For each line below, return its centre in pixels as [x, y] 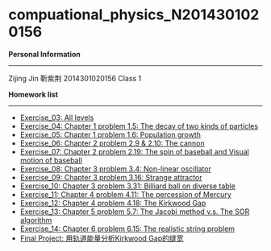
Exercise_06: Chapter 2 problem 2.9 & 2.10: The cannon [112, 143]
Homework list [33, 94]
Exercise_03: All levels [57, 117]
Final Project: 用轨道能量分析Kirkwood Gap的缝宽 [102, 238]
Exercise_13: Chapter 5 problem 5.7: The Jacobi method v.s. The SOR [135, 212]
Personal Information [44, 54]
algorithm [36, 220]
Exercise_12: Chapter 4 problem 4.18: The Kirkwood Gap [113, 203]
